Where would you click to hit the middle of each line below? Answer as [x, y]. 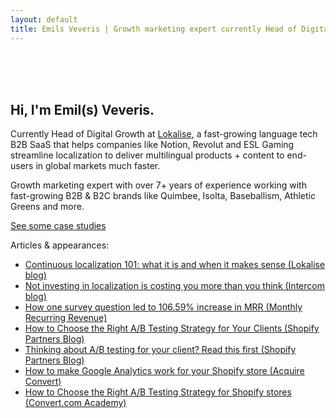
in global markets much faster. [98, 166]
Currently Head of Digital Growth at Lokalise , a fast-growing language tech [164, 134]
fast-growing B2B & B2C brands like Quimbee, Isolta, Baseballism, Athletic [163, 196]
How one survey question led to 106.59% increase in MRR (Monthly [163, 307]
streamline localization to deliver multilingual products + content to [147, 155]
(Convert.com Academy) [75, 403]
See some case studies [58, 226]
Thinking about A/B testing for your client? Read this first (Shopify [160, 350]
